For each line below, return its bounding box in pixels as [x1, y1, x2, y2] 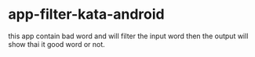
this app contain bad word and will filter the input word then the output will [8, 31, 249, 41]
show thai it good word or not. [8, 39, 106, 48]
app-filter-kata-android [8, 5, 165, 23]
